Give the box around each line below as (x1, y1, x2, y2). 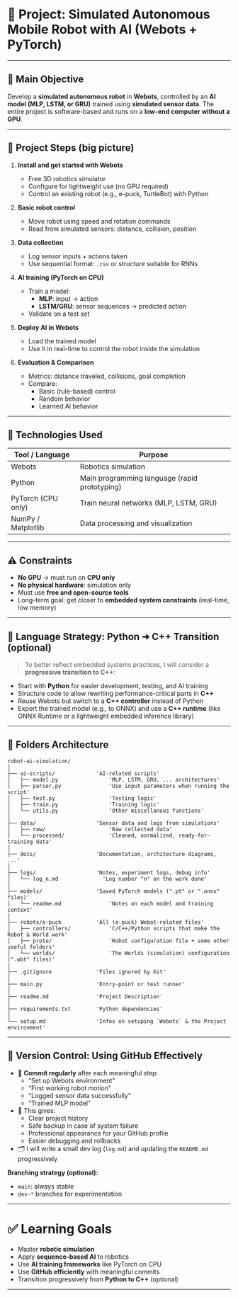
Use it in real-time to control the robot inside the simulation (28, 344, 200, 353)
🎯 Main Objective (7, 74, 84, 86)
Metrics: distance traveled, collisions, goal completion (28, 372, 186, 380)
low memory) (17, 603, 57, 612)
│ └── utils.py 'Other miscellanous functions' (7, 807, 204, 814)
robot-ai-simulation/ (7, 758, 72, 765)
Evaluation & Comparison (17, 358, 94, 367)
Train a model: (28, 287, 71, 295)
